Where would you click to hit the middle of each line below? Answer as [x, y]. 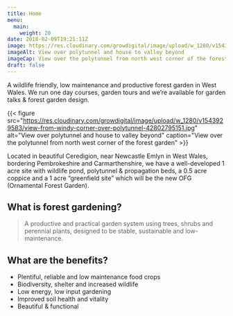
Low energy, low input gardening [64, 292]
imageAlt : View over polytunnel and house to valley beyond [96, 53]
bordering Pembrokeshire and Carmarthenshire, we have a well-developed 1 [116, 163]
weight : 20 [35, 33]
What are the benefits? [58, 260]
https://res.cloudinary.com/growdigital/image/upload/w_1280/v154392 [123, 120]
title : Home [24, 14]
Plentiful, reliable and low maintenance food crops [89, 277]
